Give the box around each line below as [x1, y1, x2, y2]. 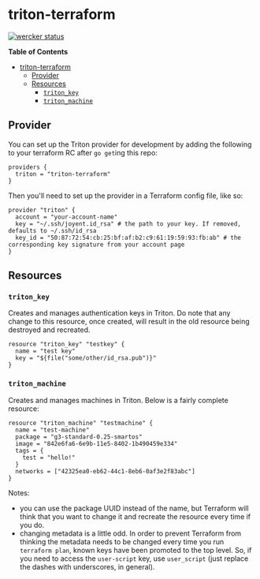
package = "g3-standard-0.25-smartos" [15, 432, 143, 441]
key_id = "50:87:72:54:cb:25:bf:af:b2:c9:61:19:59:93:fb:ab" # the [15, 233, 242, 241]
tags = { [15, 446, 44, 454]
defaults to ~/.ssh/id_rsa [8, 226, 97, 234]
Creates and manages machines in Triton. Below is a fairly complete [8, 395, 228, 405]
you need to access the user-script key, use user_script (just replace [19, 554, 249, 563]
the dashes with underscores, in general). [19, 562, 155, 571]
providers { [8, 163, 47, 171]
